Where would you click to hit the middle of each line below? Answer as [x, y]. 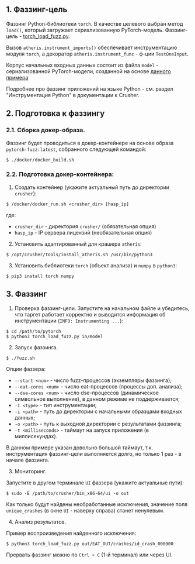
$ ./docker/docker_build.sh [40, 160]
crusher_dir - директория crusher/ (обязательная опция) [85, 226]
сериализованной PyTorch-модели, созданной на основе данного [88, 71]
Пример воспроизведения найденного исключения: [71, 533]
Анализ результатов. [40, 522]
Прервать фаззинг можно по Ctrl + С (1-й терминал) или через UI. [89, 555]
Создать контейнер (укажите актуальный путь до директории [92, 187]
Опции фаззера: [26, 369]
